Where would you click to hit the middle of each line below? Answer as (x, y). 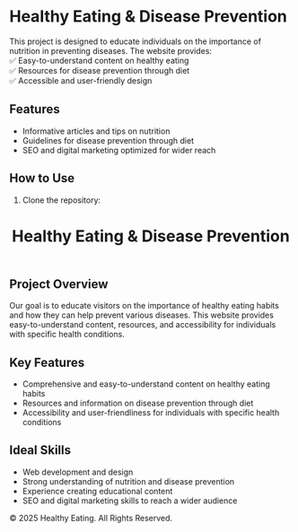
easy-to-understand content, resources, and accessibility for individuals (143, 325)
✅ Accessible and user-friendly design (81, 80)
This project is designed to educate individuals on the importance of (136, 41)
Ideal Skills (40, 450)
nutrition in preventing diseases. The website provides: (111, 50)
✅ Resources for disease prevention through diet (100, 70)
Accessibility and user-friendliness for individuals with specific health (151, 412)
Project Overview (59, 284)
